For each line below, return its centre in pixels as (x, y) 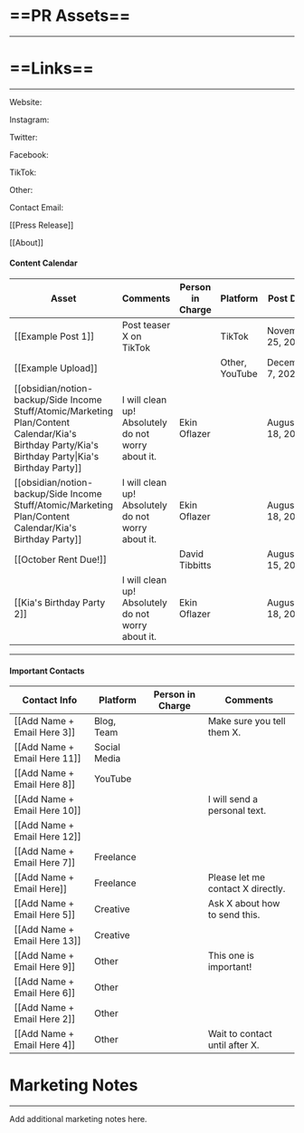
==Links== (52, 68)
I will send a (233, 799)
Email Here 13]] (47, 941)
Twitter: (24, 137)
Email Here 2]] (45, 1019)
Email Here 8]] (45, 785)
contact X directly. (247, 889)
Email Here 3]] (45, 732)
